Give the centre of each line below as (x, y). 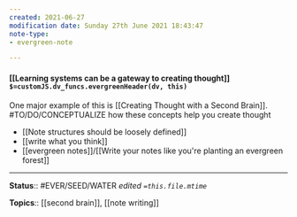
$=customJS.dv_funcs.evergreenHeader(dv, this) (99, 86)
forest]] (36, 160)
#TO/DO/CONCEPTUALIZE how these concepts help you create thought (140, 115)
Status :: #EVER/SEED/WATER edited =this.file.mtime (108, 186)
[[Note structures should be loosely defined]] (104, 132)
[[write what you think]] (65, 142)
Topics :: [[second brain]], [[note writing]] (84, 203)
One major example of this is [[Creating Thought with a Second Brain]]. (138, 105)
